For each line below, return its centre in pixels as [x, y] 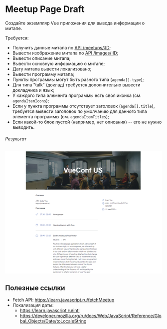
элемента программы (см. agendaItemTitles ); [61, 116]
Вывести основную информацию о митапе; [59, 63]
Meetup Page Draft [45, 9]
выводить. [23, 127]
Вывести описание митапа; [41, 58]
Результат [16, 139]
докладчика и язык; [33, 90]
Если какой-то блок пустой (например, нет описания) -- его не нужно [87, 122]
